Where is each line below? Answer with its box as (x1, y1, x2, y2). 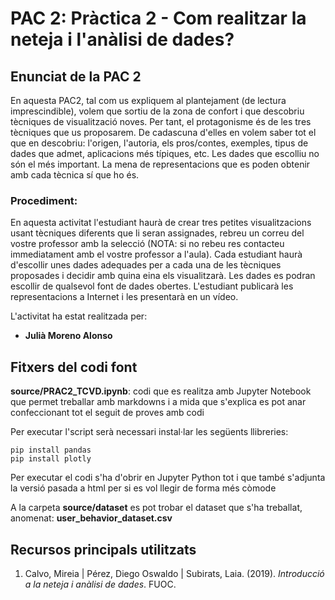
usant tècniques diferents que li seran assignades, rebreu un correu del (10, 227, 305, 239)
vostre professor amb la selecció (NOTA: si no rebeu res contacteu (10, 238, 285, 250)
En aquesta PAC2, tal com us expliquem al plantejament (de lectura (10, 95, 287, 106)
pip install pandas (10, 445, 92, 456)
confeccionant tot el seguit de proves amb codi (10, 407, 205, 419)
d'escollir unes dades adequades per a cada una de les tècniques (10, 259, 282, 271)
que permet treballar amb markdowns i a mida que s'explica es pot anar (10, 396, 307, 408)
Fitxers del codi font (10, 358, 138, 376)
